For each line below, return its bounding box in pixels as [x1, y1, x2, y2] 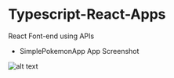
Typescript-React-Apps [8, 5, 166, 23]
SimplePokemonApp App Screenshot [19, 46, 140, 55]
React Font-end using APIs [8, 31, 95, 41]
